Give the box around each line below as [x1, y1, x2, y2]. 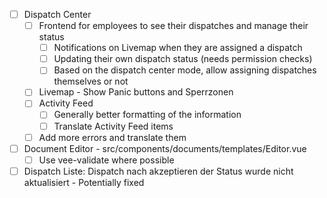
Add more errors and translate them [38, 131, 187, 143]
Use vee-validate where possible [38, 154, 175, 166]
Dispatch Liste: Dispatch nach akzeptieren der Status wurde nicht [23, 165, 294, 177]
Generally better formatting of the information [53, 109, 242, 121]
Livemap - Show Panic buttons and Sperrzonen [38, 86, 234, 98]
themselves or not [53, 75, 129, 88]
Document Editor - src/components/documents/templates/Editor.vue [23, 142, 307, 154]
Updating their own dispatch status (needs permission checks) [53, 53, 313, 65]
